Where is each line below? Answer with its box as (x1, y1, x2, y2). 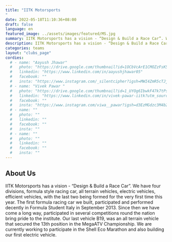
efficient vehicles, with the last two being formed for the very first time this (5, 193, 163, 200)
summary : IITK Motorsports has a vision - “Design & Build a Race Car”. (5, 36, 164, 41)
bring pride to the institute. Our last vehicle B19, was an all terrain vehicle (5, 215, 159, 222)
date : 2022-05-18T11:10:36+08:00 (5, 17, 77, 22)
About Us (5, 169, 36, 178)
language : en (5, 27, 33, 32)
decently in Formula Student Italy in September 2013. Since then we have (5, 204, 160, 210)
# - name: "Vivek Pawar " (10, 83, 66, 89)
